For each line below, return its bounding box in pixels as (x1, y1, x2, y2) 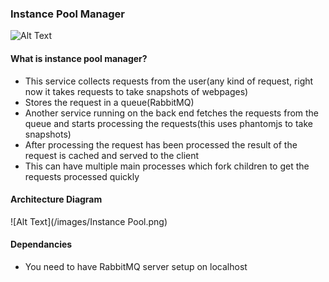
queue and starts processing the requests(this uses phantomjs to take (24, 117, 313, 129)
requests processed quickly (24, 170, 140, 182)
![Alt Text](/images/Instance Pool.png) (10, 215, 168, 227)
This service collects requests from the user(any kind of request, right (24, 75, 314, 87)
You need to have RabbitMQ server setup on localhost (24, 260, 248, 272)
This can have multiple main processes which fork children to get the (24, 160, 310, 172)
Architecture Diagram (10, 193, 103, 206)
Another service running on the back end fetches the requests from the (24, 107, 320, 119)
